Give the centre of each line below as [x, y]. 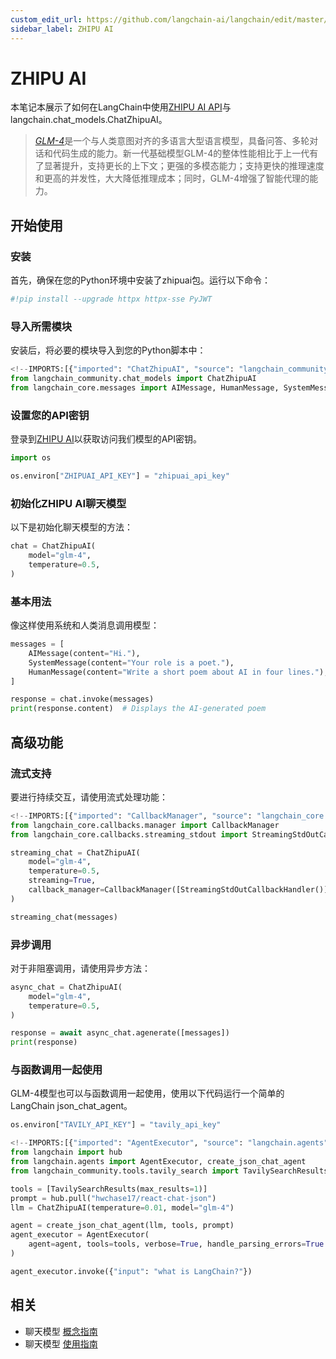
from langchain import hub [66, 1152]
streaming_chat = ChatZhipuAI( [75, 852]
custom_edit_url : [46, 19]
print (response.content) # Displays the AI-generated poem [138, 709]
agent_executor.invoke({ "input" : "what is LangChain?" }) [131, 1271]
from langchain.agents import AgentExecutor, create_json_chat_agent [158, 1162]
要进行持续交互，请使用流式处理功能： [89, 797]
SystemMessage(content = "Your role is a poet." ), [131, 662]
